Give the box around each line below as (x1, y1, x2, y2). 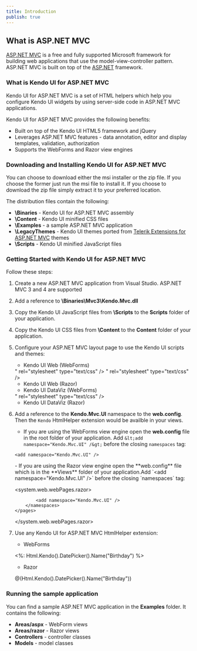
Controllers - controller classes (14, 633, 91, 640)
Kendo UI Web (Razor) (23, 380, 77, 388)
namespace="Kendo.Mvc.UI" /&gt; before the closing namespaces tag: (23, 441, 186, 448)
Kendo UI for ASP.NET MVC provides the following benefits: (6, 116, 151, 123)
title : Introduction (6, 8, 57, 15)
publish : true (6, 14, 41, 20)
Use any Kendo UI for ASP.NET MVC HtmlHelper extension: (14, 529, 158, 536)
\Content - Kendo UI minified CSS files (14, 215, 108, 222)
